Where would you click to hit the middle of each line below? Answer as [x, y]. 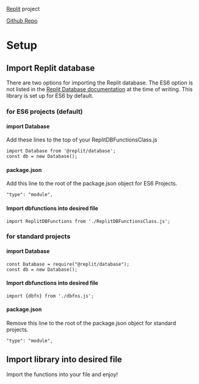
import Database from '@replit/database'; [61, 151]
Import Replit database [51, 68]
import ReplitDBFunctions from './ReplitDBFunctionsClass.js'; [89, 221]
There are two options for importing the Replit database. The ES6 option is [100, 83]
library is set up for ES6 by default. [50, 96]
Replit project [23, 9]
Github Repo [22, 21]
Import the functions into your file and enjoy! [62, 374]
